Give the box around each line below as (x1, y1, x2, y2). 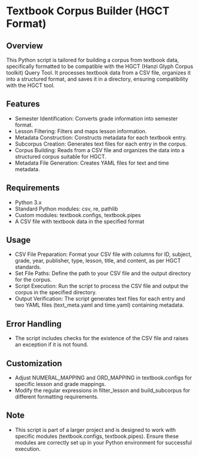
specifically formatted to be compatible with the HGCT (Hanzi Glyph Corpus (6, 63, 194, 70)
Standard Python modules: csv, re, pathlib (14, 205, 118, 212)
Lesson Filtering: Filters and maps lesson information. (14, 127, 147, 135)
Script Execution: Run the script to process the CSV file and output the (14, 282, 188, 290)
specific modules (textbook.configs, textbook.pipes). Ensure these (14, 433, 179, 440)
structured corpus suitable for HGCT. (14, 153, 106, 160)
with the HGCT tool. (6, 82, 55, 89)
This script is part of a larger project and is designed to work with (14, 426, 176, 433)
